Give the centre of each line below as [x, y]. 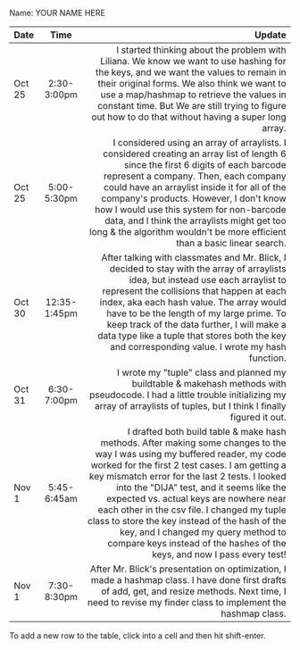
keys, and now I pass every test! [219, 554]
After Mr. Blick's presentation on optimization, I [188, 569]
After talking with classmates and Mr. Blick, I [194, 258]
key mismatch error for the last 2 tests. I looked [187, 476]
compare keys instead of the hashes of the [196, 543]
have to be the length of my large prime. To [196, 313]
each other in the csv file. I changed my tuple [192, 510]
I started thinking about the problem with [201, 50]
